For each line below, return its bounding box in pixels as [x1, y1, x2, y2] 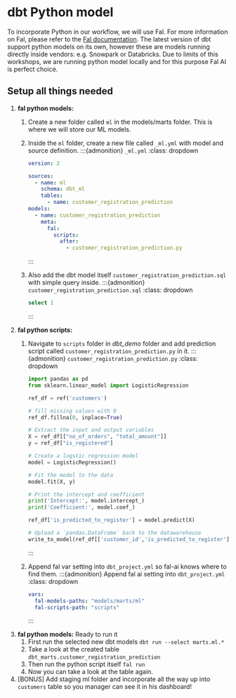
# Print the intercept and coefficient [27, 490, 145, 498]
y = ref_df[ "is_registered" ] [27, 440, 114, 447]
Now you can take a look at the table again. [27, 668, 153, 676]
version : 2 [27, 160, 60, 167]
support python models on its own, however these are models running [7, 42, 211, 51]
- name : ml [34, 179, 67, 186]
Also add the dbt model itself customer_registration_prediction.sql [27, 271, 227, 279]
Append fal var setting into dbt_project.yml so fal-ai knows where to [27, 562, 227, 571]
